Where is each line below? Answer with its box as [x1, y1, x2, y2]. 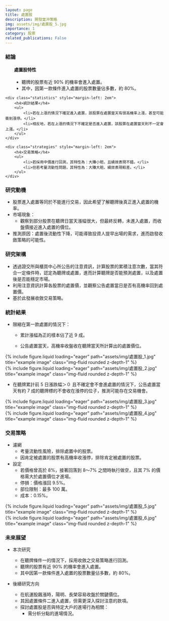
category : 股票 [5, 31, 36, 36]
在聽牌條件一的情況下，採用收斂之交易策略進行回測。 [20, 557, 131, 563]
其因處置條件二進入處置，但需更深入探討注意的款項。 [20, 598, 131, 604]
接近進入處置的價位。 [29, 224, 74, 230]
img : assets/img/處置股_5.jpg [5, 21, 67, 27]
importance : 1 [5, 26, 35, 31]
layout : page [5, 7, 33, 13]
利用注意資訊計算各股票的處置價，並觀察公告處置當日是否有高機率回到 [12, 282, 159, 288]
